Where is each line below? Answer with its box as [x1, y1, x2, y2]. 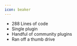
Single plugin [11, 25, 38, 32]
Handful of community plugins [11, 31, 72, 37]
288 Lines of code [11, 21, 48, 26]
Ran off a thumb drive [11, 36, 55, 42]
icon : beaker [4, 7, 31, 12]
